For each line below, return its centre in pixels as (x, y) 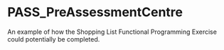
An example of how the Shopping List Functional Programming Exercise (112, 32)
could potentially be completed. (54, 39)
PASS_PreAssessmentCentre (95, 12)
